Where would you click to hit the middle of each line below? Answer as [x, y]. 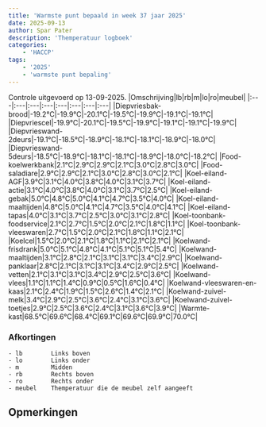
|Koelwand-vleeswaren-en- [212, 283]
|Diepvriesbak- [137, 106]
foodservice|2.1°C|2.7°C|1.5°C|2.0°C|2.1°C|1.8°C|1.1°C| [97, 224]
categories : [28, 45]
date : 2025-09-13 [37, 23]
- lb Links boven [49, 353]
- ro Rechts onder [51, 381]
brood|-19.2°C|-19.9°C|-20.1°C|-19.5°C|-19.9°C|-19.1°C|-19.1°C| [111, 114]
